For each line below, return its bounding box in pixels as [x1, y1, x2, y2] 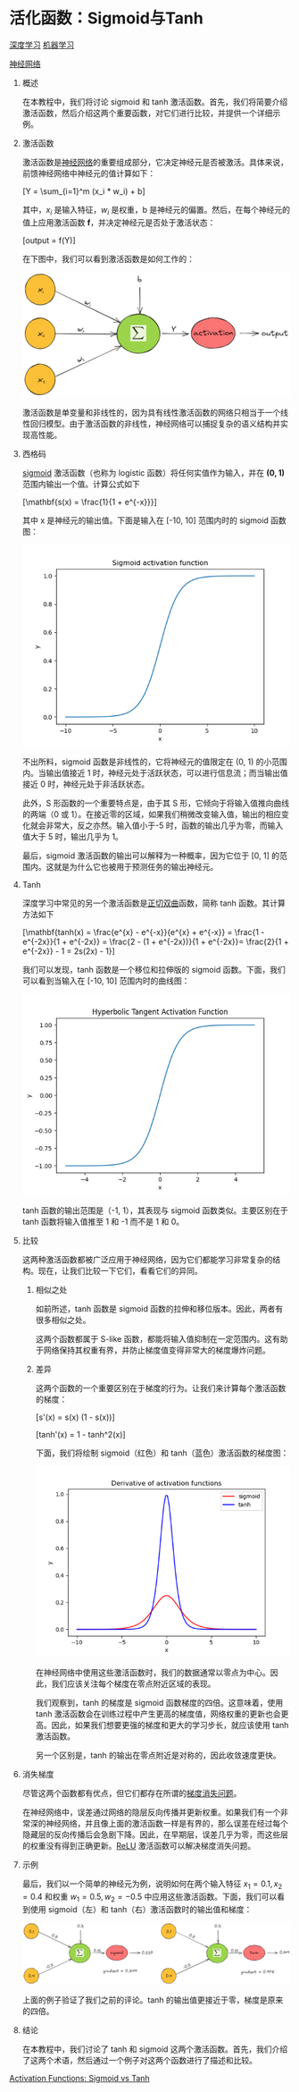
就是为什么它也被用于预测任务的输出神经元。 [53, 861, 219, 872]
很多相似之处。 [35, 1314, 91, 1325]
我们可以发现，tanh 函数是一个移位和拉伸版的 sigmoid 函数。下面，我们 [21, 964, 286, 974]
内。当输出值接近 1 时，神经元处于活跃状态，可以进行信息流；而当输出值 [21, 767, 288, 778]
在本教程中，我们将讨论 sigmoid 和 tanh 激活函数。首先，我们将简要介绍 [21, 96, 288, 107]
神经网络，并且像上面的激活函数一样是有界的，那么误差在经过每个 [46, 1818, 288, 1828]
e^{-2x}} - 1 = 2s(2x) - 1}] [21, 945, 116, 957]
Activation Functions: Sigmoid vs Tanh [9, 2072, 150, 2083]
